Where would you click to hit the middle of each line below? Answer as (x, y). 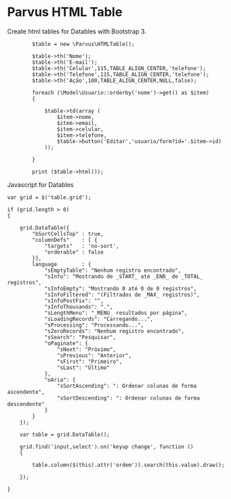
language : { (62, 264)
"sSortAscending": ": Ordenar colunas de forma (127, 386)
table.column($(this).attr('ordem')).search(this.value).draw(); (129, 465)
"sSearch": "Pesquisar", (80, 337)
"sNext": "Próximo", (86, 349)
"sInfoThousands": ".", (78, 306)
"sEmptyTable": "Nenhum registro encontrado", (113, 270)
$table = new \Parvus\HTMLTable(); (84, 44)
